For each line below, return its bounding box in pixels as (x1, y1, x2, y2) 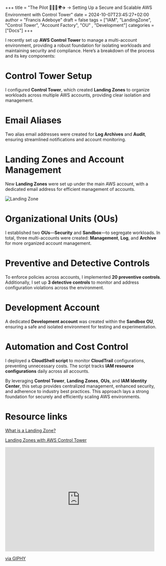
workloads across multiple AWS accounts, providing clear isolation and (5, 92, 151, 98)
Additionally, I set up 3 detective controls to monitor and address (5, 279, 139, 285)
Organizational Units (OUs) (5, 213, 118, 224)
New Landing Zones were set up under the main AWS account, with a (5, 181, 148, 187)
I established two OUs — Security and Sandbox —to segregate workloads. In (5, 230, 161, 236)
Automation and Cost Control (5, 341, 128, 352)
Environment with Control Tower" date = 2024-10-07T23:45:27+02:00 (5, 12, 149, 17)
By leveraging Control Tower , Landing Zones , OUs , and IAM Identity (5, 378, 148, 384)
